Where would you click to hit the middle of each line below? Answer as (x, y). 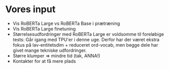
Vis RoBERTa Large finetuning (44, 28)
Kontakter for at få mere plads (44, 61)
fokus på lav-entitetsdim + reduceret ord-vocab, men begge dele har (85, 45)
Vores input (30, 9)
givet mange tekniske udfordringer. (50, 50)
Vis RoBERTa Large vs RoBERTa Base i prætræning (66, 23)
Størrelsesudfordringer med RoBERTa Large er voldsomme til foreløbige (88, 34)
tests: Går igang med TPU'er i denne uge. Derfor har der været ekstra (86, 40)
